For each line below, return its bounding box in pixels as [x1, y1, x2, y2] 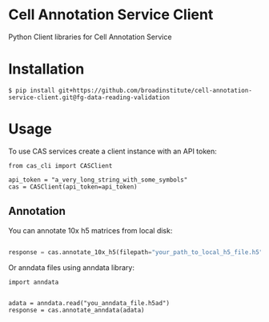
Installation [8, 60, 85, 78]
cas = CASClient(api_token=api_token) [8, 182, 138, 191]
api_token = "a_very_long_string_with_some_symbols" [8, 176, 188, 184]
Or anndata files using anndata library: [8, 262, 134, 272]
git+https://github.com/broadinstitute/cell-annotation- [58, 86, 252, 94]
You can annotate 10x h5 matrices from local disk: [8, 225, 173, 235]
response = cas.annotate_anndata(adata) [8, 306, 146, 314]
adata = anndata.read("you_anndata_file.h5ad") [8, 299, 171, 307]
